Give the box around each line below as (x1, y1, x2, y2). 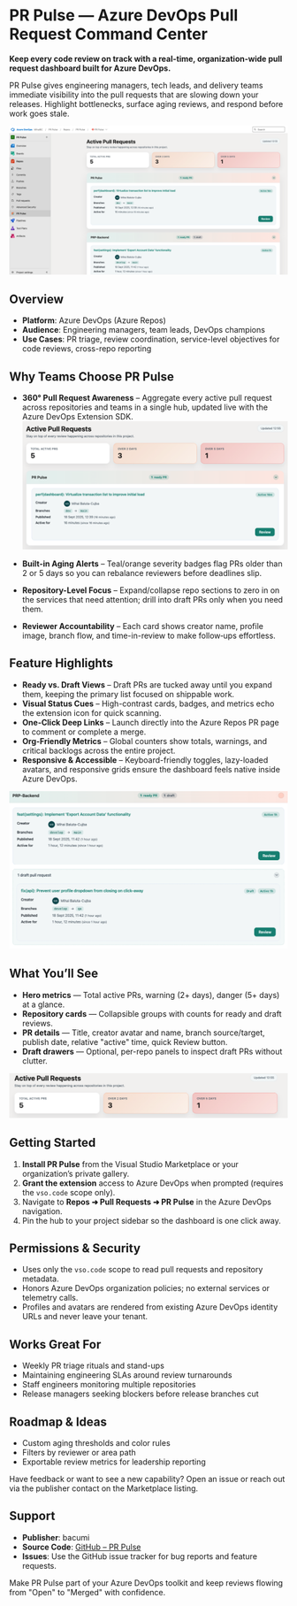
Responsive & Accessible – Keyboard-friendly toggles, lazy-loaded (21, 754, 269, 765)
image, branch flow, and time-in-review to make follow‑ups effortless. (21, 630, 276, 641)
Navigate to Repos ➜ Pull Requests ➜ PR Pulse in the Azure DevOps (21, 1196, 272, 1207)
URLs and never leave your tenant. (21, 1311, 148, 1322)
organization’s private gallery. (21, 1168, 130, 1179)
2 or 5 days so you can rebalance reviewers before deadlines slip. (21, 567, 263, 578)
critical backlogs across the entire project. (21, 745, 176, 756)
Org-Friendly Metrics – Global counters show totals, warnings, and (21, 735, 268, 746)
